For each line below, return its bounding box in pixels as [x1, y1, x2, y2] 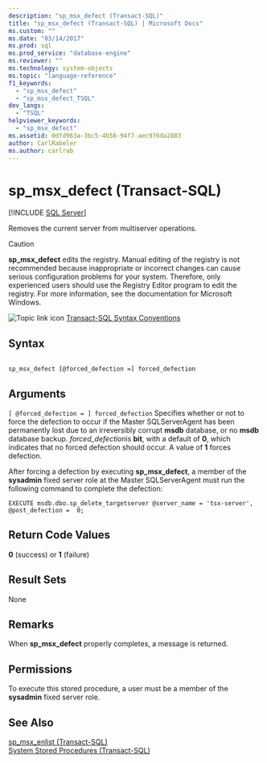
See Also [8, 715, 54, 729]
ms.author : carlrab [8, 147, 74, 155]
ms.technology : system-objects [8, 64, 113, 73]
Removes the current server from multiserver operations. [8, 223, 197, 234]
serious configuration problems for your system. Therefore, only [8, 272, 221, 282]
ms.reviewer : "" [8, 57, 63, 65]
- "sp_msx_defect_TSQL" [15, 94, 95, 102]
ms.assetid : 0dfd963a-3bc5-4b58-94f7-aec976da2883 [8, 131, 182, 139]
